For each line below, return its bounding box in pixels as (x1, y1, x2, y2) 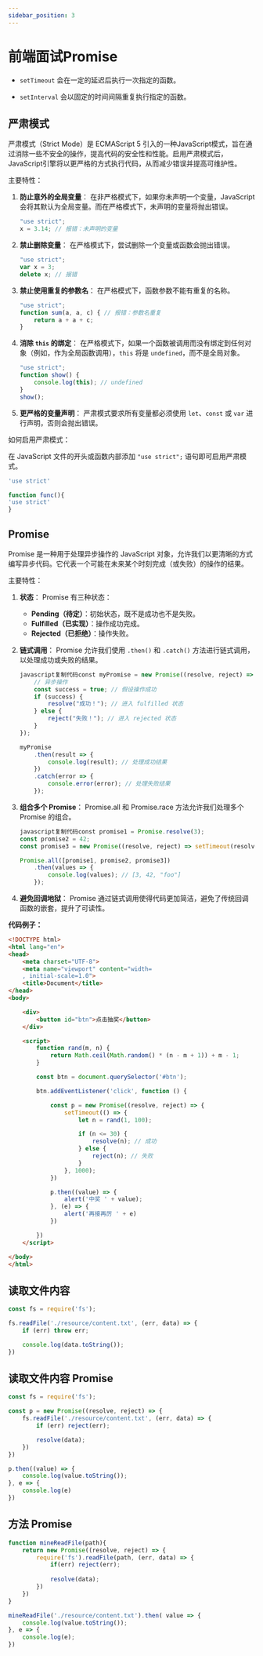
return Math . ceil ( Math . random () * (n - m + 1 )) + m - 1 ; (49, 1052, 240, 1060)
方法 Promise (8, 1518, 73, 1531)
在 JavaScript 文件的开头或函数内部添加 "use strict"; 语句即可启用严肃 (8, 451, 240, 461)
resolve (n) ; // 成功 (92, 1137, 157, 1146)
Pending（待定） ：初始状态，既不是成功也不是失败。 (31, 609, 200, 618)
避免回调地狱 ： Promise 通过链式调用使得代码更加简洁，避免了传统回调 (19, 894, 249, 903)
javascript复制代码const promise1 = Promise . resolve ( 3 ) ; (19, 827, 205, 836)
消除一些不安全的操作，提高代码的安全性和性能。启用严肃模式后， (14, 149, 228, 159)
